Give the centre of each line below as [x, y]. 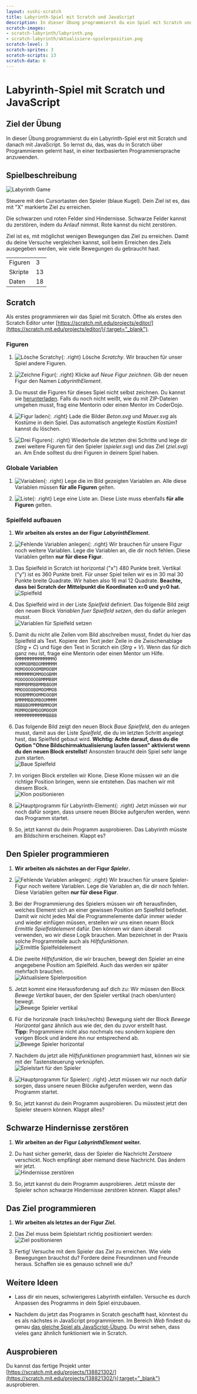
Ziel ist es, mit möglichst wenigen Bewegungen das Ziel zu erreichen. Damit [97, 236]
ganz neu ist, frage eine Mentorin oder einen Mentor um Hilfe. [89, 653]
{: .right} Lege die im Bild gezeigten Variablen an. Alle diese [115, 481]
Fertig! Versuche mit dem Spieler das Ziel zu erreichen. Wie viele [93, 1252]
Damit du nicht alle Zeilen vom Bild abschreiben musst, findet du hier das [103, 635]
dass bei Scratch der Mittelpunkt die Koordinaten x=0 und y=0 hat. [97, 587]
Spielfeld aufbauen [34, 520]
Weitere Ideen [32, 1283]
